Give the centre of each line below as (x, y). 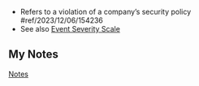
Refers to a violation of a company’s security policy (106, 12)
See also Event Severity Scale (70, 29)
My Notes (34, 55)
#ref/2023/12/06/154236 (62, 20)
